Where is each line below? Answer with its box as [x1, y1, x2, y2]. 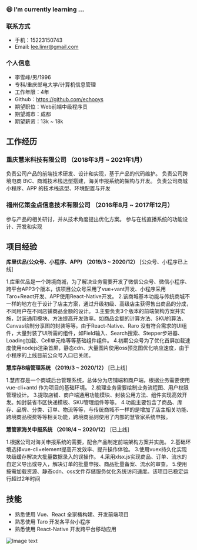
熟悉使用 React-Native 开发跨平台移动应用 [14, 526, 116, 533]
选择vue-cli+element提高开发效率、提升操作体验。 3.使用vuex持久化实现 [11, 446, 187, 453]
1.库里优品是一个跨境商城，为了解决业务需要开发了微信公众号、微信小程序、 [6, 278, 190, 285]
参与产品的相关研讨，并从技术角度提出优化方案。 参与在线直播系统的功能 [6, 215, 183, 222]
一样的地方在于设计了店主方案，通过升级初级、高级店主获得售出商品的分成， [6, 300, 192, 308]
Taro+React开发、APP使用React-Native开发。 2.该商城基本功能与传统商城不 [6, 293, 191, 300]
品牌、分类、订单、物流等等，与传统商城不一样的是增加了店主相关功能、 [16, 406, 192, 414]
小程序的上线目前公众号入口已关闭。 [6, 352, 94, 359]
